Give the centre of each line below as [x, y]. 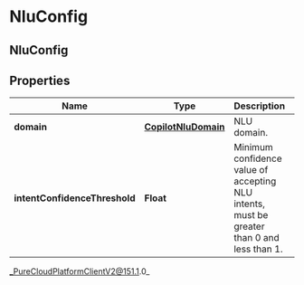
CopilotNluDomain [185, 127]
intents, [249, 204]
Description [260, 106]
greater [249, 226]
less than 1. [258, 249]
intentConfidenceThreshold [75, 198]
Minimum [253, 147]
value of [251, 170]
